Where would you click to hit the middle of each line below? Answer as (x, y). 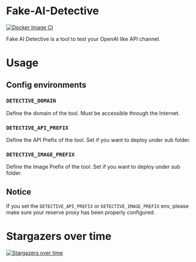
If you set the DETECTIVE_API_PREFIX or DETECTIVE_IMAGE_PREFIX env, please (97, 206)
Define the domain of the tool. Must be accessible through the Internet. (93, 113)
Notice (19, 192)
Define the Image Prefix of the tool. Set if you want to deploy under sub (93, 167)
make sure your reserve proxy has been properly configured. (81, 213)
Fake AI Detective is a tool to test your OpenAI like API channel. (83, 39)
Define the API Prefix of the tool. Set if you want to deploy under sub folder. (99, 140)
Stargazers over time (59, 236)
